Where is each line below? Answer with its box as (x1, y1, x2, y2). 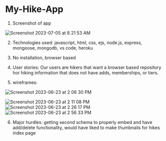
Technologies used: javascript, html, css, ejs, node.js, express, (12, 39, 142, 46)
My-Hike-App (5, 4, 64, 15)
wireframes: (12, 79, 38, 85)
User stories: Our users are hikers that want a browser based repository (12, 64, 161, 70)
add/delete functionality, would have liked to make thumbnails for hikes (12, 124, 160, 130)
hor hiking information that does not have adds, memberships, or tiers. (12, 69, 159, 76)
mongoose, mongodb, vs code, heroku (12, 45, 93, 51)
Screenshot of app (12, 20, 51, 26)
